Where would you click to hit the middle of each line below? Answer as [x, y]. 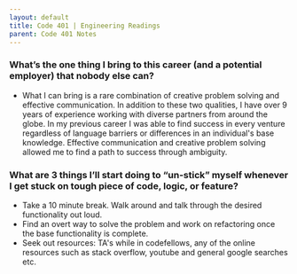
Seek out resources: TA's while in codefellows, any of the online [138, 243]
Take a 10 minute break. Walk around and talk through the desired [142, 205]
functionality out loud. [62, 215]
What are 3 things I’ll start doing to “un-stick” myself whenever [149, 175]
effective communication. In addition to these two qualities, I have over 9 [155, 105]
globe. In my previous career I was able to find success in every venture [153, 123]
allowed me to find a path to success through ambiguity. [125, 152]
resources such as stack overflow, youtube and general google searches [155, 252]
